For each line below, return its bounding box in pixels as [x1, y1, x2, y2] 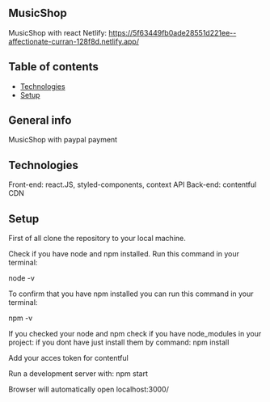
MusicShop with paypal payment [8, 135, 118, 145]
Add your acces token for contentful [8, 353, 129, 363]
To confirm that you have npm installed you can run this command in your [8, 289, 254, 298]
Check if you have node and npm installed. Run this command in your [8, 249, 240, 259]
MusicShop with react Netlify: [8, 28, 108, 37]
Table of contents [8, 60, 99, 74]
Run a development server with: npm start [8, 369, 148, 379]
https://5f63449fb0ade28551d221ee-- [108, 28, 237, 37]
